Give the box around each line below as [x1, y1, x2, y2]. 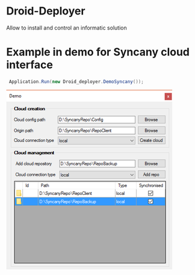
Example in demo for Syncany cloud [6, 45, 190, 59]
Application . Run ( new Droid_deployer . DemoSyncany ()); [8, 78, 144, 85]
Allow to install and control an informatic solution [6, 24, 128, 31]
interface [6, 58, 53, 72]
